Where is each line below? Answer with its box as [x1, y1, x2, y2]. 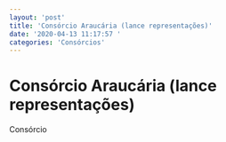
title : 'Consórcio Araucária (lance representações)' [9, 21, 214, 30]
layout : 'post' [9, 12, 66, 22]
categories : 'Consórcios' [9, 37, 105, 47]
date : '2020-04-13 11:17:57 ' [9, 29, 122, 38]
